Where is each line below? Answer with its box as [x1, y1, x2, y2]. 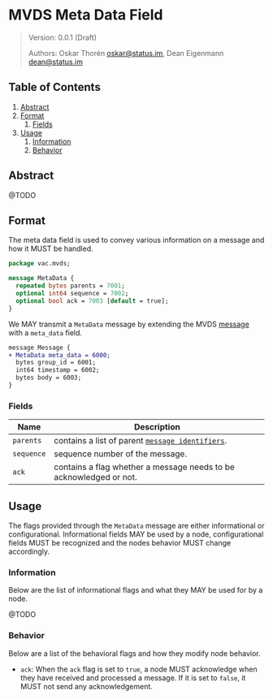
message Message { [8, 343, 71, 352]
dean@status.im [28, 57, 84, 67]
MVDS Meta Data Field [8, 6, 163, 24]
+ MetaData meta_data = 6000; [8, 351, 111, 359]
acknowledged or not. [54, 472, 137, 483]
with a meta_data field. [8, 327, 83, 338]
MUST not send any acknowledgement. [19, 681, 153, 691]
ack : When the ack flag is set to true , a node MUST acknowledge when [19, 664, 258, 674]
